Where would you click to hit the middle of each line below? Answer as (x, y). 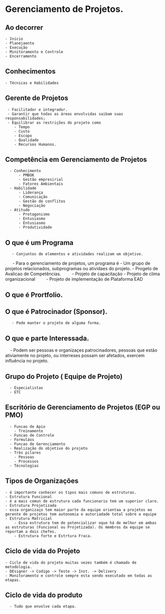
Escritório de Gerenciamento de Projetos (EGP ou (83, 408)
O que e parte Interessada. (47, 338)
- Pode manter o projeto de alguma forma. (56, 323)
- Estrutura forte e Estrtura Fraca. (53, 536)
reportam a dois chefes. (31, 532)
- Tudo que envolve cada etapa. (43, 607)
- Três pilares (25, 453)
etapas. (13, 580)
